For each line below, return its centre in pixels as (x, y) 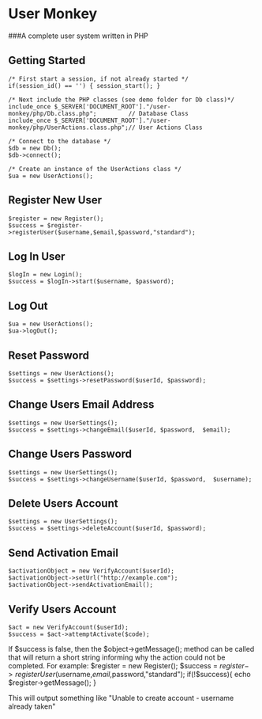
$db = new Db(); (35, 148)
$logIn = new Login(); (45, 275)
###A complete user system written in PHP (78, 36)
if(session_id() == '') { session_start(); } (84, 86)
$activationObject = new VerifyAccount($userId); (92, 571)
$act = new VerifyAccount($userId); (68, 628)
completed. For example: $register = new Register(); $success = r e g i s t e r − (129, 666)
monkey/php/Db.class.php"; (52, 113)
